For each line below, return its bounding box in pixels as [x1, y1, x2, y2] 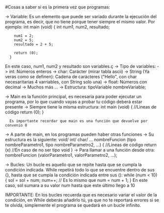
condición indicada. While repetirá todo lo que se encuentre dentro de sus [5, 167, 155, 172]
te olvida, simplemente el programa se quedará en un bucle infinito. [5, 202, 141, 208]
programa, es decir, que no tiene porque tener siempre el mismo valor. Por [5, 19, 155, 24]
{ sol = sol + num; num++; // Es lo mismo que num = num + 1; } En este [5, 177, 148, 183]
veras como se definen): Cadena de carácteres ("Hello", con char [5, 74, 137, 80]
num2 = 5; [14, 38, 34, 43]
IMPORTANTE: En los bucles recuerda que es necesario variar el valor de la [5, 192, 158, 197]
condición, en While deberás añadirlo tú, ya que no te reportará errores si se [5, 197, 159, 203]
